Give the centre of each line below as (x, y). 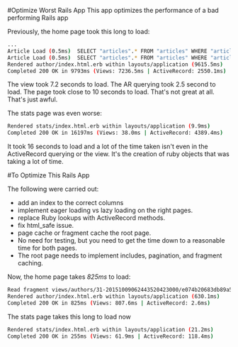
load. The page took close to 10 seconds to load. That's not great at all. (111, 92)
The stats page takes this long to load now (69, 316)
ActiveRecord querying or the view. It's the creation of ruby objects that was (119, 154)
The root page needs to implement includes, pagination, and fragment (120, 255)
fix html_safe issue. (46, 226)
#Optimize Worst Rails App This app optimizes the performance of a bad (113, 10)
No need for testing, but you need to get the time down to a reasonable (121, 241)
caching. (30, 263)
